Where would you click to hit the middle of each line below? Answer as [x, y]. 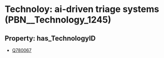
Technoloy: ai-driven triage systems [82, 9]
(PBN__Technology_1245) [58, 20]
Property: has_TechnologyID [50, 38]
